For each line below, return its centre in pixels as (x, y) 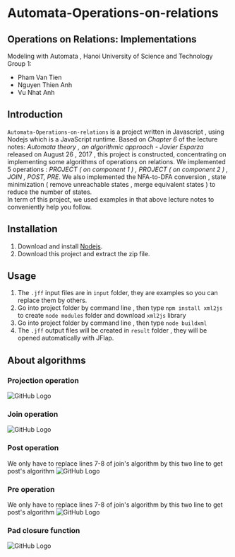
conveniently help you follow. (50, 207)
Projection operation (43, 380)
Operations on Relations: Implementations (102, 39)
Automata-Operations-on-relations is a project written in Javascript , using (116, 132)
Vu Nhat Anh (36, 92)
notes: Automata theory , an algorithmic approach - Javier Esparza (106, 147)
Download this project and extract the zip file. (84, 253)
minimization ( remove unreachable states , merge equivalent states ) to (112, 184)
